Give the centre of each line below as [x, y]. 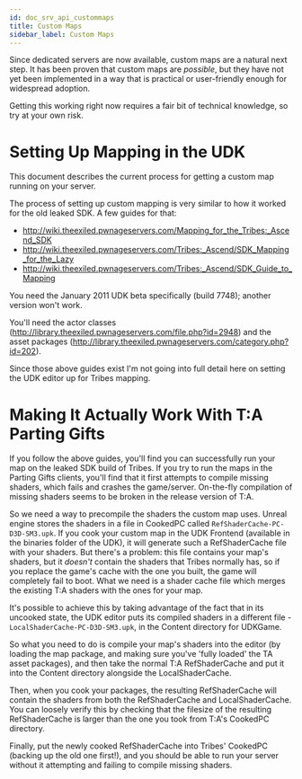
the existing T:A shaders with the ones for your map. [107, 590]
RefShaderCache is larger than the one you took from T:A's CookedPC [139, 719]
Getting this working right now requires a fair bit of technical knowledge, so [149, 106]
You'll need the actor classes [63, 323]
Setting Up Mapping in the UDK [127, 151]
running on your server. [53, 186]
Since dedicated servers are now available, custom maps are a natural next [148, 60]
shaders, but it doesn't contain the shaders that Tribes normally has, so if [145, 562]
